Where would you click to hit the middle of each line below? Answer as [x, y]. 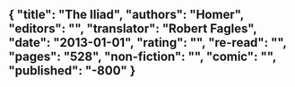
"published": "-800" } [72, 71]
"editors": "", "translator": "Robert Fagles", [133, 29]
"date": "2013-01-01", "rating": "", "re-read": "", [147, 43]
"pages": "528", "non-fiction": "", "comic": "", [143, 57]
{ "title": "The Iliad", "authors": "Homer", [126, 15]
